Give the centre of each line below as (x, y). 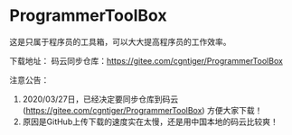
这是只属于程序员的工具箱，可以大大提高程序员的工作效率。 (120, 41)
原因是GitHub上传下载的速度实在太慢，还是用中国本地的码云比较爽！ (150, 121)
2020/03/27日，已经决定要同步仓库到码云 (100, 99)
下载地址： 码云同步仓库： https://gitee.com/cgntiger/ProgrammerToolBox (146, 60)
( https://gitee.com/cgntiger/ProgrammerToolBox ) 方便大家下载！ (142, 110)
